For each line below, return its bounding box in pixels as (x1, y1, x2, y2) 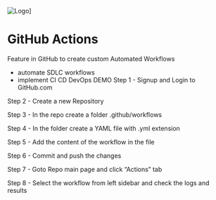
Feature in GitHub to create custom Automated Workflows (7, 54, 175, 63)
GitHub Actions (7, 32, 99, 47)
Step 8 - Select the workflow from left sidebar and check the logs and (7, 178, 210, 187)
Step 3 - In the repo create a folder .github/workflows (7, 110, 163, 119)
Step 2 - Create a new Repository (7, 96, 104, 105)
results (7, 186, 27, 194)
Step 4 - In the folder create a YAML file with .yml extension (7, 124, 181, 132)
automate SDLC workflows (17, 68, 95, 77)
